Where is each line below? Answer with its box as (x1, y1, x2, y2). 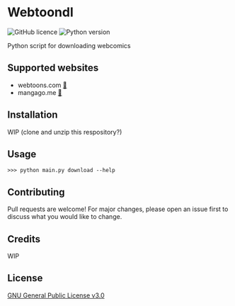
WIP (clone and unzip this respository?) (7, 127, 122, 136)
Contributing (7, 186, 65, 198)
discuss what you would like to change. (7, 212, 122, 221)
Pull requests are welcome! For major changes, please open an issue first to (7, 205, 229, 213)
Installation (7, 109, 58, 121)
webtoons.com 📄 (17, 81, 67, 89)
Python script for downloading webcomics (7, 41, 131, 50)
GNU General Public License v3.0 (7, 291, 105, 300)
